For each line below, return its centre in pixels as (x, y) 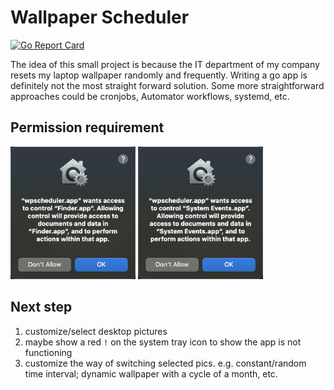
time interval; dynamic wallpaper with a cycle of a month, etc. (151, 373)
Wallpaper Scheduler (100, 17)
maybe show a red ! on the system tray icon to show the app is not (163, 342)
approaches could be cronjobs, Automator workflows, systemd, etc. (150, 96)
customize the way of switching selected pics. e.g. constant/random (165, 363)
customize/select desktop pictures (96, 331)
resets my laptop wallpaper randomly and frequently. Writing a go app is (159, 75)
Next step (41, 307)
